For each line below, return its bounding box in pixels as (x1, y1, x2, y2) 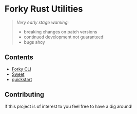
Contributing (4, 91, 44, 99)
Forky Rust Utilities (4, 3, 83, 15)
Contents (4, 53, 34, 62)
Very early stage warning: (16, 19, 69, 25)
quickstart (11, 76, 32, 82)
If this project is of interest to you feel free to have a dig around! (4, 103, 133, 109)
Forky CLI (11, 66, 31, 72)
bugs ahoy (23, 39, 45, 45)
